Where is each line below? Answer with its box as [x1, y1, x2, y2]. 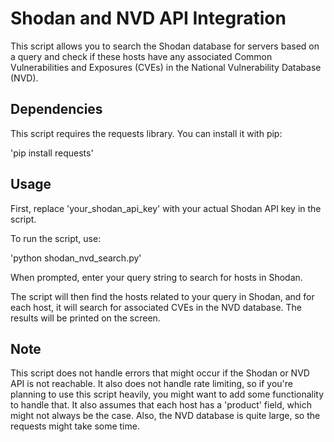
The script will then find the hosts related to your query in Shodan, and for [10, 290, 315, 302]
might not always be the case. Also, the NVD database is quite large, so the [10, 410, 321, 422]
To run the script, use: [10, 232, 102, 244]
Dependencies [10, 101, 103, 118]
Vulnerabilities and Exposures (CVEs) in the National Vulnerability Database [10, 61, 322, 73]
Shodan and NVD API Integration [10, 7, 287, 30]
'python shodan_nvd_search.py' [10, 252, 142, 264]
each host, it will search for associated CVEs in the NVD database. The [10, 301, 302, 313]
